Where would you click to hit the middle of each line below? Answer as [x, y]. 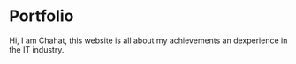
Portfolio [42, 16]
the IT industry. [37, 49]
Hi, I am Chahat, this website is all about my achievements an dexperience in [148, 40]
